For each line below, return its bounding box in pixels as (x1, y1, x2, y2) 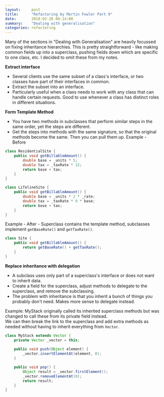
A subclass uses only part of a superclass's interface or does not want (12, 273, 155, 278)
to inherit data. (12, 277, 42, 283)
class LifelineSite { (5, 185, 49, 190)
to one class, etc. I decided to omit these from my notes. (5, 54, 119, 60)
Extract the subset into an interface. (12, 84, 85, 90)
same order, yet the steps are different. (12, 124, 91, 130)
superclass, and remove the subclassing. (12, 288, 95, 294)
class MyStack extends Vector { (5, 333, 71, 338)
